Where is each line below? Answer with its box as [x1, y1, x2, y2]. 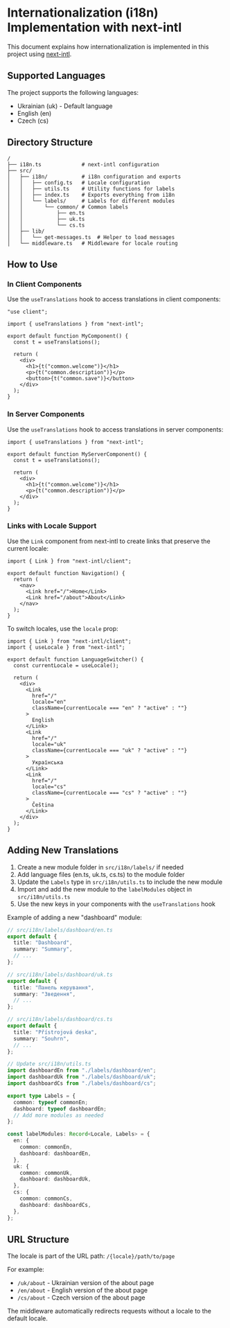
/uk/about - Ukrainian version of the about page [17, 1279, 154, 1287]
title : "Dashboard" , [13, 939, 73, 946]
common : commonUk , [19, 1169, 73, 1176]
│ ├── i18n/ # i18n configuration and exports [7, 173, 182, 180]
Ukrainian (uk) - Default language [17, 102, 113, 110]
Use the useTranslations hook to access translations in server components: [7, 425, 224, 434]
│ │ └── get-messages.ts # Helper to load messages [7, 233, 175, 240]
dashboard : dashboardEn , [19, 1150, 91, 1157]
